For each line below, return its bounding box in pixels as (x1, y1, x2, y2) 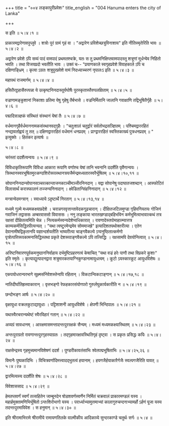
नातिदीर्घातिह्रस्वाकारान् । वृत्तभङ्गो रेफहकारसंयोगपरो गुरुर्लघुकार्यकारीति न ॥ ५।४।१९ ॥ (5, 282, 147, 287)
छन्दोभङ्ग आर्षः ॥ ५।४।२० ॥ (5, 292, 55, 297)
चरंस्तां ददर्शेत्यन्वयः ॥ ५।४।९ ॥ (5, 154, 58, 160)
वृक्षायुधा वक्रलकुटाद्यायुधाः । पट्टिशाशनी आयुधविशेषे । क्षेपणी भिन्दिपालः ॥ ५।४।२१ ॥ (5, 302, 141, 307)
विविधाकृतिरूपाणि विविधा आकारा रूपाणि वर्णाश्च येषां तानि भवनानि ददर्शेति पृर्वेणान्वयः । (5, 164, 139, 171)
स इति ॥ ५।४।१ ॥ (5, 30, 39, 36)
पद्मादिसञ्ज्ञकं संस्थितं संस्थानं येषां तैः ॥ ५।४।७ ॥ (5, 113, 86, 119)
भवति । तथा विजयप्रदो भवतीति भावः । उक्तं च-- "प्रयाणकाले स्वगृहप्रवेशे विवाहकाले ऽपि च (5, 61, 145, 67)
